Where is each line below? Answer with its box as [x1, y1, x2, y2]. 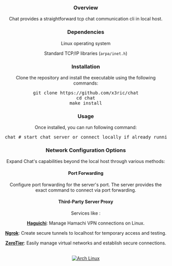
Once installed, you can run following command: [34, 125, 137, 131]
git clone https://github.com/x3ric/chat [32, 90, 139, 96]
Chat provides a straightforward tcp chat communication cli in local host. [9, 16, 163, 22]
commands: [73, 80, 99, 86]
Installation [71, 63, 101, 70]
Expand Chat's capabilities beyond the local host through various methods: [6, 158, 165, 165]
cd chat [76, 95, 95, 101]
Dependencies [67, 29, 105, 36]
